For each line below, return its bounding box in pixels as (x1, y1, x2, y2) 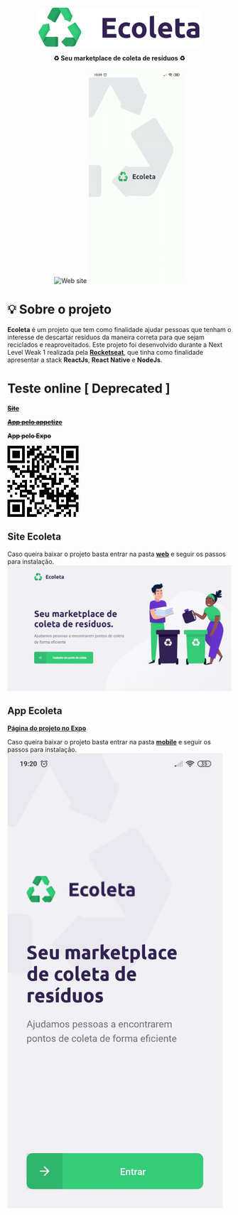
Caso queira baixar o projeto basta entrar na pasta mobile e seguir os (7, 737, 211, 746)
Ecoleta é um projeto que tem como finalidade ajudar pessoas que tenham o (7, 326, 232, 334)
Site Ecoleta (7, 531, 62, 543)
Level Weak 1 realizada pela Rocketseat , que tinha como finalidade (7, 348, 204, 357)
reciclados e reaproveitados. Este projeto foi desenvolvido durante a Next (7, 341, 222, 349)
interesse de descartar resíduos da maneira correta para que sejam (7, 333, 205, 342)
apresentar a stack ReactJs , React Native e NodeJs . (7, 355, 163, 364)
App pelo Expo (7, 432, 52, 440)
